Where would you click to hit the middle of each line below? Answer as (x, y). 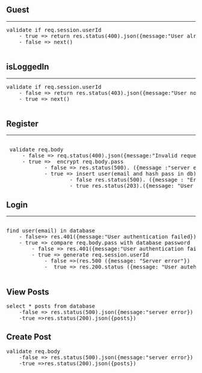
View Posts (28, 292)
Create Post (29, 337)
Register (23, 124)
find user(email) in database (51, 231)
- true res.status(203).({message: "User (131, 186)
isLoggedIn (28, 67)
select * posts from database (51, 306)
